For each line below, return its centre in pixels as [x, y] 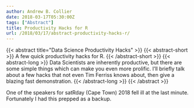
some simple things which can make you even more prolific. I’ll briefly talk [96, 69]
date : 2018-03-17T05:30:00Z [41, 17]
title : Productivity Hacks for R [47, 28]
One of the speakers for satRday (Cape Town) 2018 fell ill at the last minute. [98, 93]
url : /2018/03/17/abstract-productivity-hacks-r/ [68, 33]
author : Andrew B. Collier [39, 11]
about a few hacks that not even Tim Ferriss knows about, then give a [90, 75]
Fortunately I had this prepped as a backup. [59, 99]
